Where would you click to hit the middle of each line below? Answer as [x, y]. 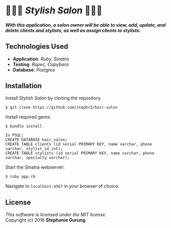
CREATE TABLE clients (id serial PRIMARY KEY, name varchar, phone [79, 144]
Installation [24, 86]
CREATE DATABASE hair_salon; [36, 140]
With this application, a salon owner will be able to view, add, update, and [85, 25]
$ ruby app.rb [20, 177]
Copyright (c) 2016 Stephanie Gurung [46, 220]
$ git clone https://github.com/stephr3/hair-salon [61, 108]
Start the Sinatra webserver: [35, 167]
